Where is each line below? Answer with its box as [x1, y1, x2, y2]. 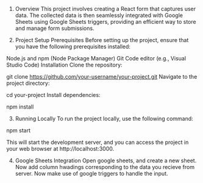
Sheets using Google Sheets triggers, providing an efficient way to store [15, 18, 196, 25]
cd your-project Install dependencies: [6, 91, 101, 98]
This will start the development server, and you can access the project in [6, 138, 189, 146]
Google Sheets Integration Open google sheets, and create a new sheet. [15, 157, 197, 164]
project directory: [6, 79, 50, 87]
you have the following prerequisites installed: [15, 43, 131, 50]
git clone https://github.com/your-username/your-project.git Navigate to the [6, 73, 198, 80]
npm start [6, 127, 31, 134]
